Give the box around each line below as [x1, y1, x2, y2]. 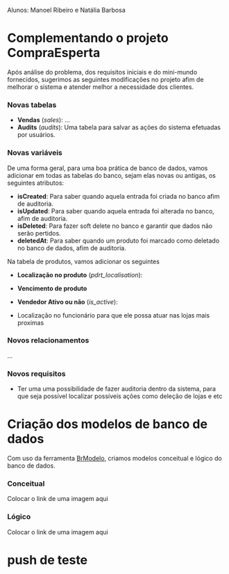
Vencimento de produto [17, 284, 87, 293]
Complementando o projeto [7, 31, 169, 46]
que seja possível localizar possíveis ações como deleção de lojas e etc [17, 392, 223, 400]
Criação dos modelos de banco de [7, 416, 208, 432]
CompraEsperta [7, 45, 101, 61]
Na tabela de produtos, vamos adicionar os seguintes [7, 257, 160, 265]
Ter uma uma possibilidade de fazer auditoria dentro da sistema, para [17, 385, 217, 393]
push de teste [7, 552, 88, 568]
